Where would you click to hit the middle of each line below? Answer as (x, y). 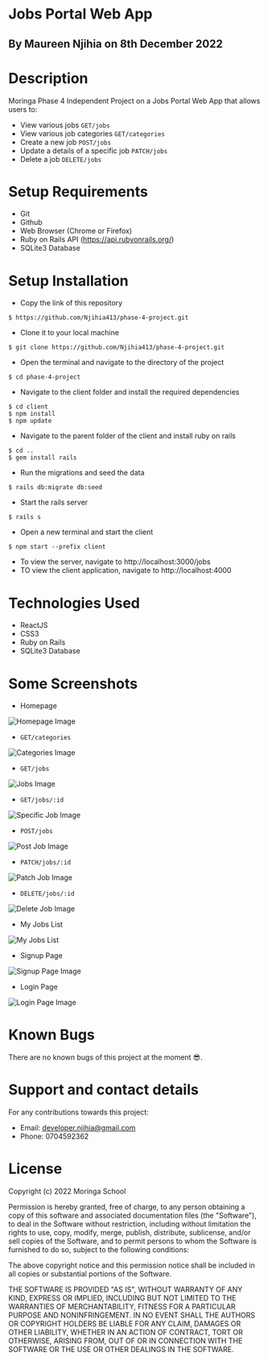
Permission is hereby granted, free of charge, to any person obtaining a (127, 1207)
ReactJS (34, 625)
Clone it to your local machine (69, 333)
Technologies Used (74, 603)
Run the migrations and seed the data (82, 473)
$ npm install (32, 414)
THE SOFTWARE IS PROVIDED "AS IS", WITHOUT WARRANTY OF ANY (126, 1289)
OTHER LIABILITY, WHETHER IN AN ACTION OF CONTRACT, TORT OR (126, 1332)
